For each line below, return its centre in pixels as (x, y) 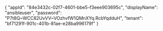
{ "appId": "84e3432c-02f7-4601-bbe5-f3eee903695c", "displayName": (81, 7)
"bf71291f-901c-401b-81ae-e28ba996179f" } (52, 23)
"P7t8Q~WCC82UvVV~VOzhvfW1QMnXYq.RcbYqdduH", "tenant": (74, 18)
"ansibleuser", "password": (33, 13)
